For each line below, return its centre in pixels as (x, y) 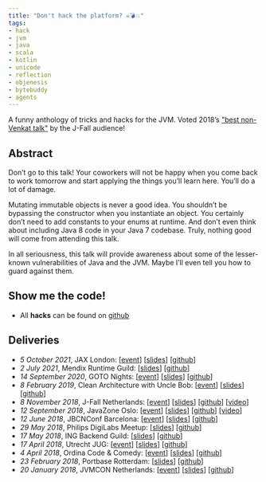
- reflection (30, 75)
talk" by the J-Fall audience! (79, 128)
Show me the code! (57, 296)
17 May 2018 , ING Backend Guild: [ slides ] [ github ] (101, 436)
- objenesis (28, 82)
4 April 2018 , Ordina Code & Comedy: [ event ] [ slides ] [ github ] (121, 453)
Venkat (20, 128)
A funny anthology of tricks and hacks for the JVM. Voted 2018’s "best (124, 120)
